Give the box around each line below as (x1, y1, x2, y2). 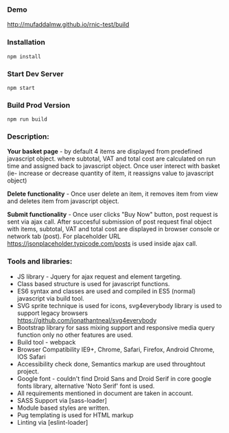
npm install (7, 53, 41, 60)
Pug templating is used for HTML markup (16, 410, 134, 419)
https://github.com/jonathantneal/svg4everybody (16, 316, 157, 324)
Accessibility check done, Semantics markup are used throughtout (16, 360, 206, 368)
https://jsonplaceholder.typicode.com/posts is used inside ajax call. (7, 239, 197, 248)
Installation (7, 38, 46, 47)
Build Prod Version (7, 100, 71, 110)
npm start (7, 84, 36, 91)
